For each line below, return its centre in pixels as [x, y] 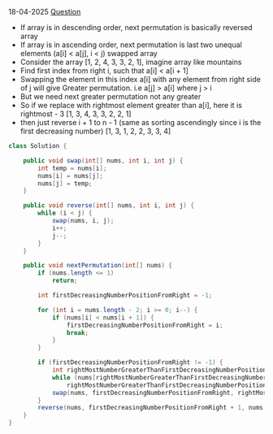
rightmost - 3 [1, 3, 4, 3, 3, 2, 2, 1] [76, 114]
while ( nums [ [74, 377]
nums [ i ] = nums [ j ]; [71, 176]
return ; [65, 281]
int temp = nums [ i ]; [72, 168]
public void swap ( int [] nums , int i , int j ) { [103, 161]
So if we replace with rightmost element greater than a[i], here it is [131, 105]
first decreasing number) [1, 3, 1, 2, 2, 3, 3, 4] [95, 131]
